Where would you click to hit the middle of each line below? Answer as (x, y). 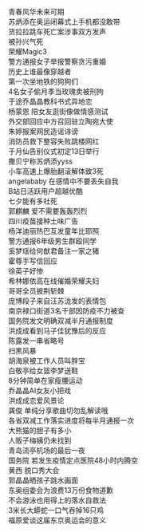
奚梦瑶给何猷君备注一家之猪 (54, 251)
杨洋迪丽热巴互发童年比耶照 (54, 231)
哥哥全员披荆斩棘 (36, 291)
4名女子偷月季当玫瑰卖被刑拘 (56, 91)
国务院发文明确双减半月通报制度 (61, 321)
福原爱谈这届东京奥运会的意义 (57, 520)
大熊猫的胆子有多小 (40, 430)
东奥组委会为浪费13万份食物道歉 (61, 490)
